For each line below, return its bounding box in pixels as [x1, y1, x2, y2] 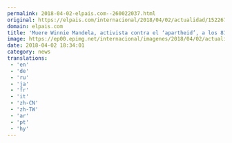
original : [7, 16, 36, 23]
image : [7, 36, 26, 43]
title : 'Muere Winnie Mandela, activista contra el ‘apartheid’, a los [7, 29, 217, 36]
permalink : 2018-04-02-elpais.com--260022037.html [7, 10, 156, 17]
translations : [7, 55, 48, 62]
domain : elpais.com [7, 23, 64, 30]
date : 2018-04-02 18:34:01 [7, 42, 85, 49]
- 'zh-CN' [10, 100, 39, 107]
